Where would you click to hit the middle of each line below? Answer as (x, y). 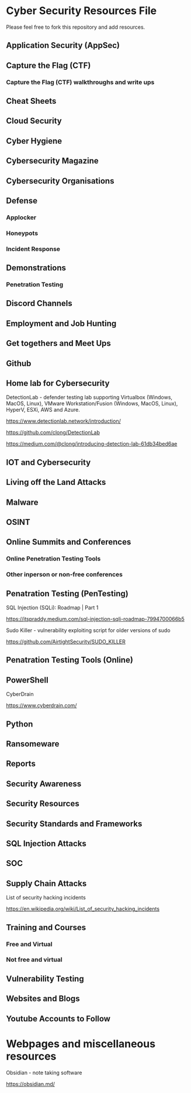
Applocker (21, 217)
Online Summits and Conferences (69, 542)
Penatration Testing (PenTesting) (67, 593)
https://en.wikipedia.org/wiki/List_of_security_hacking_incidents (83, 909)
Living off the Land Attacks (56, 482)
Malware (22, 502)
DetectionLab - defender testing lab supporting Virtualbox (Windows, (89, 398)
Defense (22, 201)
